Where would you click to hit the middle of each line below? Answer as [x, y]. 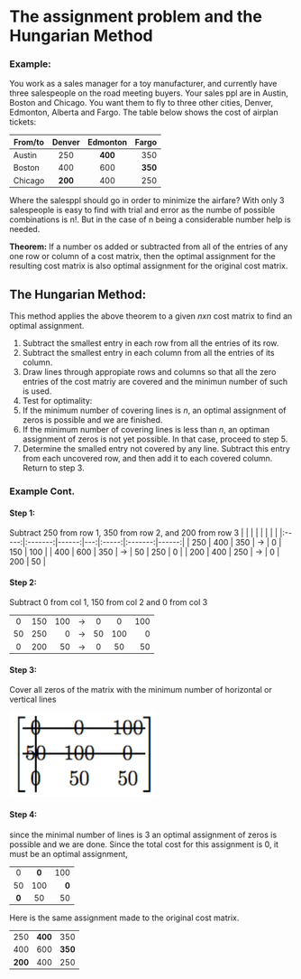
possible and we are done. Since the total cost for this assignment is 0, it [144, 844]
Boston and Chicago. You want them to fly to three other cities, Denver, [141, 103]
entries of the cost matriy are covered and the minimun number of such [155, 382]
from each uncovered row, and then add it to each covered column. [147, 459]
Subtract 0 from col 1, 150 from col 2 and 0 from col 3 [109, 602]
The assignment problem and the [136, 17]
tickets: [23, 122]
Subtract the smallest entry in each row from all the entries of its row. [150, 343]
